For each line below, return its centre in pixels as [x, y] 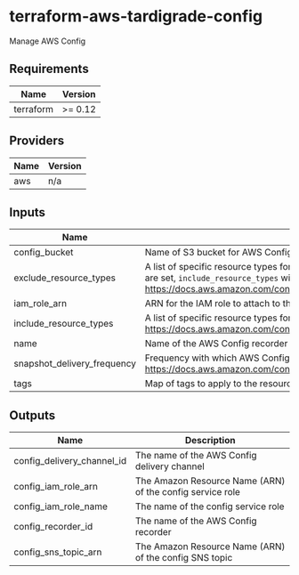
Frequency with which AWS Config [218, 358]
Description [210, 441]
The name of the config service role [210, 506]
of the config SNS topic [184, 558]
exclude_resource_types [65, 278]
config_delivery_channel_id [70, 461]
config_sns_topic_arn [58, 552]
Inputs [28, 212]
